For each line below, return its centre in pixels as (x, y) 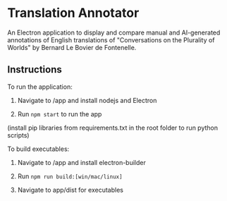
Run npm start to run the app (60, 114)
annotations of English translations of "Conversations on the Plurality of (111, 39)
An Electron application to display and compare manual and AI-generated (114, 32)
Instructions (35, 69)
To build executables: (38, 149)
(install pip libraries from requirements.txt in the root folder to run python (113, 128)
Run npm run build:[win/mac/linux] (70, 176)
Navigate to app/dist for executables (70, 190)
